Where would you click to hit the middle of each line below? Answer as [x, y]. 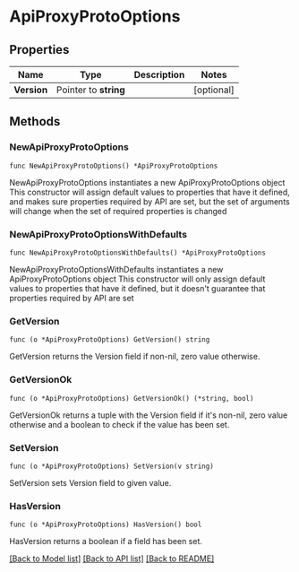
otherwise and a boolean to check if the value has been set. [120, 424]
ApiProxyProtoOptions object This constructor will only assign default [137, 279]
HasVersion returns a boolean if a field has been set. [106, 542]
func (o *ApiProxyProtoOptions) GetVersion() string [110, 340]
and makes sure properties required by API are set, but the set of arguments [149, 201]
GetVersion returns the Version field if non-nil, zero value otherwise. [135, 357]
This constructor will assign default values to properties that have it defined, [150, 192]
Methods [35, 121]
